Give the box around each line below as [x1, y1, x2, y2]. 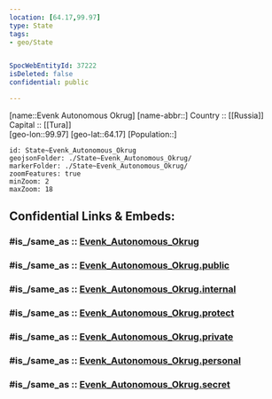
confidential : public [9, 78, 89, 87]
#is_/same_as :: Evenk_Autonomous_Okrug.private [9, 330, 234, 342]
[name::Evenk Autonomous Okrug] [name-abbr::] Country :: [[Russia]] [9, 110, 264, 121]
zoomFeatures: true [9, 169, 82, 178]
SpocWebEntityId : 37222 [9, 61, 97, 71]
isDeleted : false [9, 70, 74, 79]
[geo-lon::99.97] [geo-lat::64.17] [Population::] [9, 129, 177, 139]
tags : [9, 29, 29, 38]
